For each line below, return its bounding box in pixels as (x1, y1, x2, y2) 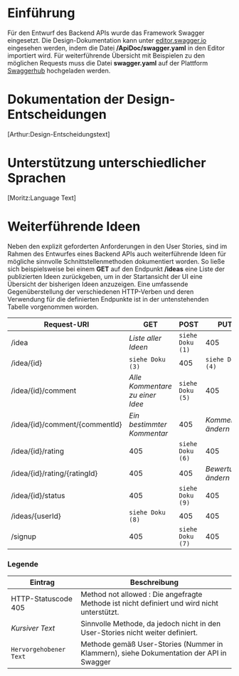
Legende (7, 559, 39, 569)
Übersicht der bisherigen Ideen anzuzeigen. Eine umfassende (7, 280, 188, 288)
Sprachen (7, 170, 66, 186)
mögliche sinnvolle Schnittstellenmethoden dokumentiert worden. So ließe (7, 257, 225, 265)
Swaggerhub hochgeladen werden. (7, 66, 111, 75)
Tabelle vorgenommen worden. (7, 302, 99, 311)
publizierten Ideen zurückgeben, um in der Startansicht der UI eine (7, 272, 203, 280)
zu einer (129, 390, 156, 400)
